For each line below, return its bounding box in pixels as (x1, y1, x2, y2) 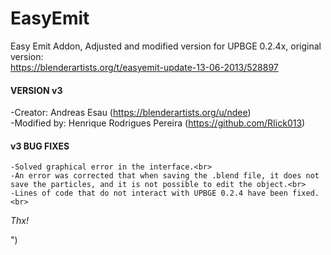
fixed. (292, 188, 320, 199)
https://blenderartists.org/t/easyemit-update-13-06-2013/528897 (10, 61, 279, 73)
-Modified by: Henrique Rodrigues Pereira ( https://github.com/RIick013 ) (10, 117, 306, 129)
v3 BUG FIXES (10, 140, 70, 152)
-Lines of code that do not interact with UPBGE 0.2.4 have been (10, 188, 288, 199)
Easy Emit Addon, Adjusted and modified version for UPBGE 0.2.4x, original (10, 40, 322, 52)
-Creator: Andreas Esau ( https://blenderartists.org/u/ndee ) (10, 107, 252, 119)
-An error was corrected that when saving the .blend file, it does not (10, 171, 320, 181)
